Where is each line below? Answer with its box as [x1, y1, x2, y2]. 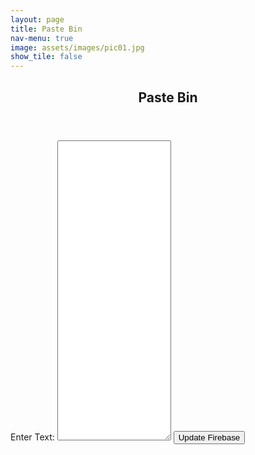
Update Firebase [178, 432, 241, 443]
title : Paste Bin [10, 24, 83, 34]
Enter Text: [10, 431, 55, 443]
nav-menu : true [10, 33, 74, 43]
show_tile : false [10, 52, 83, 62]
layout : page [10, 14, 65, 25]
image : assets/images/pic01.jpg [10, 42, 145, 53]
